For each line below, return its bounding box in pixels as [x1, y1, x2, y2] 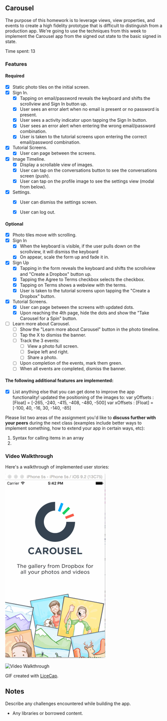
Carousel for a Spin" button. [19, 315, 77, 321]
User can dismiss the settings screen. [19, 199, 97, 205]
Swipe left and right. [27, 349, 69, 355]
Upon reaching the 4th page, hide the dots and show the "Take [19, 309, 150, 316]
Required [5, 73, 25, 79]
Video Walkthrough [5, 453, 53, 460]
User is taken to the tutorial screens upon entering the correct [19, 134, 147, 140]
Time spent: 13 [5, 48, 36, 54]
